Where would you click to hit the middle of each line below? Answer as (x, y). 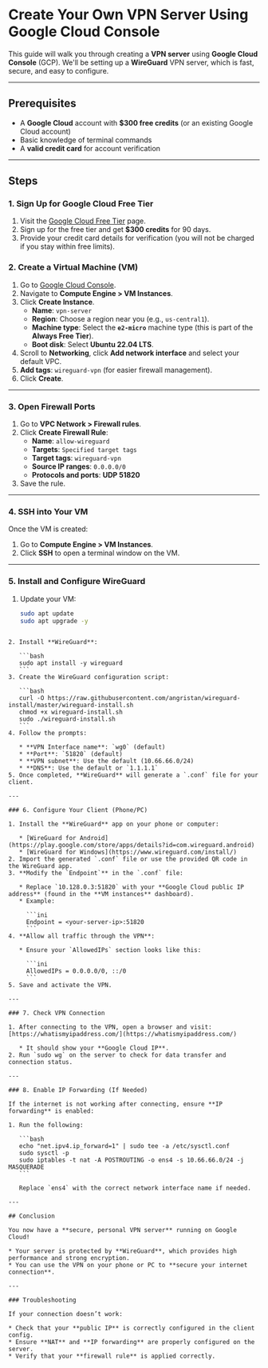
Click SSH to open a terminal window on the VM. (100, 553)
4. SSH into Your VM (48, 511)
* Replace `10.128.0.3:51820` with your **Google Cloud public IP (132, 887)
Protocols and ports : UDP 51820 (86, 475)
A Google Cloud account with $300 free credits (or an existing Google (136, 122)
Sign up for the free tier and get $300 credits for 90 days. (115, 230)
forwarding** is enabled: (51, 1111)
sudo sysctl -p (44, 1154)
